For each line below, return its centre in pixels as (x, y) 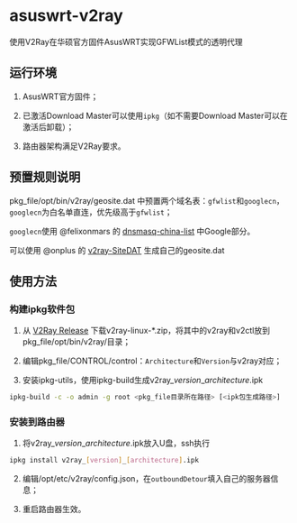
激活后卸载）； (48, 126)
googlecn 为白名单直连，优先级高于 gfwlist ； (91, 212)
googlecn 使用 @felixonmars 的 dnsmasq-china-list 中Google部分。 (132, 231)
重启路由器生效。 (54, 509)
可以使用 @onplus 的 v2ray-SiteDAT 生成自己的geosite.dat (117, 250)
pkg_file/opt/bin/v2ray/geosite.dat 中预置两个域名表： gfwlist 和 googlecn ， (147, 200)
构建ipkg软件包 (42, 309)
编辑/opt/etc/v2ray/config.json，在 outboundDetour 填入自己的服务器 (147, 479)
